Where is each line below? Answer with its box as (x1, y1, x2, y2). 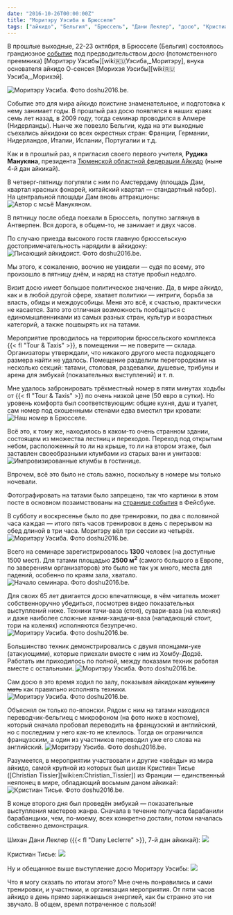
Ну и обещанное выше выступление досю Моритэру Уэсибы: (7, 864, 189, 873)
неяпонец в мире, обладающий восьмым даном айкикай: (7, 779, 178, 787)
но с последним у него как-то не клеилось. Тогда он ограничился (7, 728, 203, 736)
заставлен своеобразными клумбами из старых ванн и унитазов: (7, 450, 202, 458)
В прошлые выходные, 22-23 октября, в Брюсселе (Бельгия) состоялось (7, 42, 224, 51)
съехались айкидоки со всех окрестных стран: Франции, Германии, (7, 129, 210, 138)
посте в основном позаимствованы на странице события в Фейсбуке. (7, 498, 216, 507)
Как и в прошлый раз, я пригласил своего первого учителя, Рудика (7, 150, 208, 158)
